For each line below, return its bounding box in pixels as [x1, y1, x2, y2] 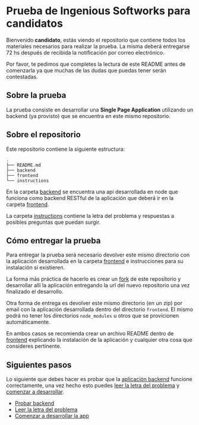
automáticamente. [6, 319, 50, 326]
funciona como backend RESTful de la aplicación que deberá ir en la [6, 194, 174, 201]
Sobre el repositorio [6, 129, 81, 140]
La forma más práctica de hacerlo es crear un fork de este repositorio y [6, 275, 181, 283]
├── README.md [6, 162, 42, 168]
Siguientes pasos [6, 360, 72, 370]
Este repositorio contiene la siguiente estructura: [6, 145, 125, 153]
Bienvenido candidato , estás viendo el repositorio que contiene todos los [6, 36, 186, 43]
